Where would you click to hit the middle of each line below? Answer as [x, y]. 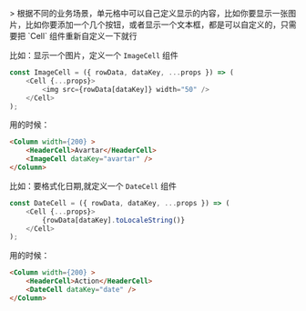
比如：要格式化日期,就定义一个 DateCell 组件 [93, 186]
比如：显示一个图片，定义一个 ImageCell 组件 [94, 55]
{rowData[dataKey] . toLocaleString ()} [113, 220]
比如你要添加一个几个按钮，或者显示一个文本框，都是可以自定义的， [153, 25]
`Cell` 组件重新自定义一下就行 [82, 36]
